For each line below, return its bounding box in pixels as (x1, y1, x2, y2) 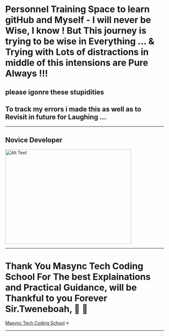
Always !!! (5, 68, 48, 79)
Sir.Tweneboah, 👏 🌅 (5, 303, 88, 315)
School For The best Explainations (5, 271, 151, 283)
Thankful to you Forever (5, 293, 108, 304)
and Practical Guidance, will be (5, 282, 137, 293)
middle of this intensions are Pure (5, 57, 148, 69)
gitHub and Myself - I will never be (5, 14, 151, 26)
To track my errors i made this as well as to (5, 105, 142, 113)
